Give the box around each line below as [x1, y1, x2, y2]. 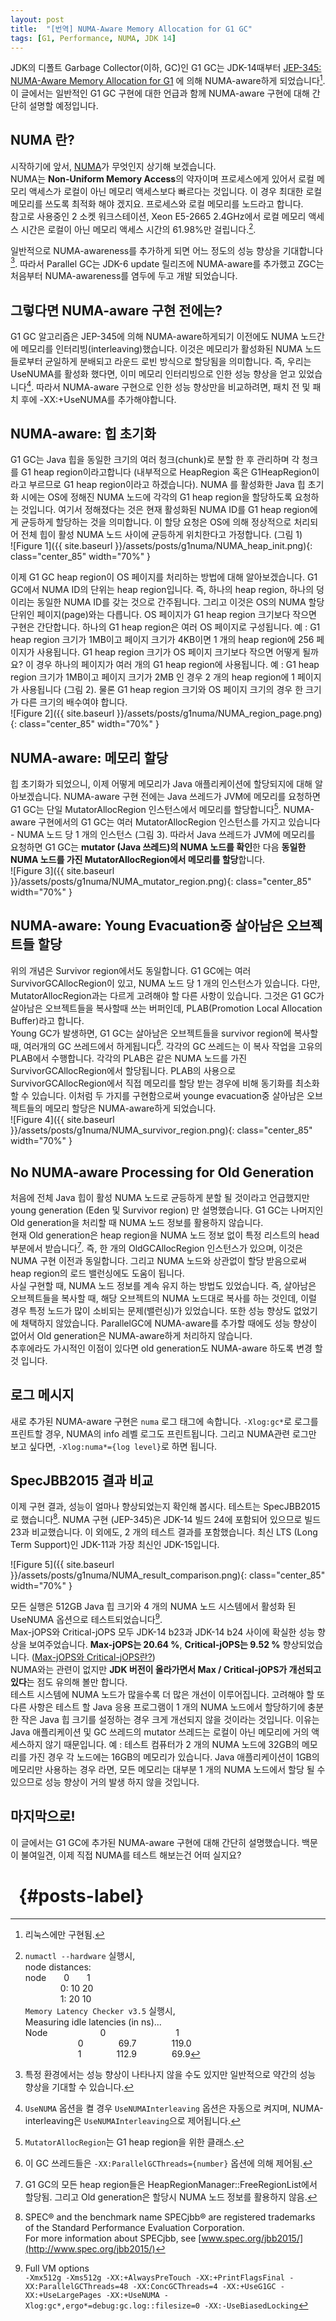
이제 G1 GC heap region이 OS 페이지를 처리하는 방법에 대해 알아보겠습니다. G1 [10, 571, 318, 583]
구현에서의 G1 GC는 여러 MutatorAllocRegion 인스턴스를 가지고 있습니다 [38, 816, 321, 828]
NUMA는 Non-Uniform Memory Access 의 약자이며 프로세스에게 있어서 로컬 [10, 172, 315, 185]
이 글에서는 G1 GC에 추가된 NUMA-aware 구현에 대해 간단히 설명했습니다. [10, 1836, 300, 1848]
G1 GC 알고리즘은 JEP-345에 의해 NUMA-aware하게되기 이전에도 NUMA [10, 330, 299, 342]
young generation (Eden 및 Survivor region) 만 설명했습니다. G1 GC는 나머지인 [10, 1204, 324, 1216]
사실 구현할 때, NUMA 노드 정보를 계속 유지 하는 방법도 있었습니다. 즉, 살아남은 [10, 1279, 317, 1291]
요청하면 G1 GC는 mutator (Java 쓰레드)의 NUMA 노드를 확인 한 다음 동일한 [10, 841, 307, 853]
